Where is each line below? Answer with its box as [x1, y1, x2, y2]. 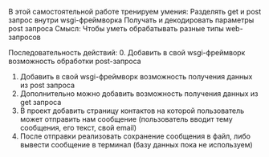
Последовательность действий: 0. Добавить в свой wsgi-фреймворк [8, 48, 246, 57]
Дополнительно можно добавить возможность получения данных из [19, 89, 259, 99]
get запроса [19, 98, 62, 107]
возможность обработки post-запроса [8, 56, 142, 66]
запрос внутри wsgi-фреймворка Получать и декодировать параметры [8, 15, 255, 25]
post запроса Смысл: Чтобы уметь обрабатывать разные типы [8, 24, 225, 33]
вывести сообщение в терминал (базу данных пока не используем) [19, 140, 253, 149]
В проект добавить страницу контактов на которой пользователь [19, 106, 245, 115]
